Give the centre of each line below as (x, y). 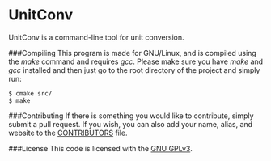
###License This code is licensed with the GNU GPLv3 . (100, 148)
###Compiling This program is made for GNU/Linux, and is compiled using (132, 53)
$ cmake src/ (30, 93)
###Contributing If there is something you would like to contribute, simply (131, 116)
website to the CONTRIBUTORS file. (68, 133)
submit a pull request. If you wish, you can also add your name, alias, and (131, 124)
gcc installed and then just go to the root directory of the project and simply (134, 70)
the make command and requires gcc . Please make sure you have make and (136, 61)
